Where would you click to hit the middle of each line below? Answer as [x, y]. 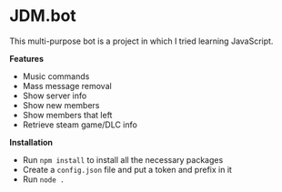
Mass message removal [67, 86]
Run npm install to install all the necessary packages [123, 159]
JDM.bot [43, 16]
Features [26, 58]
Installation [31, 142]
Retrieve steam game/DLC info [80, 125]
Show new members [61, 105]
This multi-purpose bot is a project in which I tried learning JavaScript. [141, 41]
